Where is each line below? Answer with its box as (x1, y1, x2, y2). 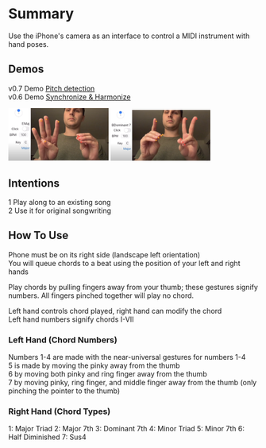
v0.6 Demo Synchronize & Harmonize (8, 92, 131, 102)
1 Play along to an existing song (8, 198, 111, 207)
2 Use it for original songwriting (8, 206, 112, 215)
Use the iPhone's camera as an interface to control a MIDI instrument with (8, 31, 250, 41)
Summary (8, 5, 74, 23)
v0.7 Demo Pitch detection (8, 83, 95, 93)
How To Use (8, 229, 69, 242)
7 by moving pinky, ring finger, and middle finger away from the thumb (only (8, 378, 257, 388)
